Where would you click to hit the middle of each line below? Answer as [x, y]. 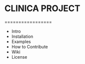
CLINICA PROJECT [42, 8]
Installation [22, 36]
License [19, 57]
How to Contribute [30, 47]
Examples [21, 41]
